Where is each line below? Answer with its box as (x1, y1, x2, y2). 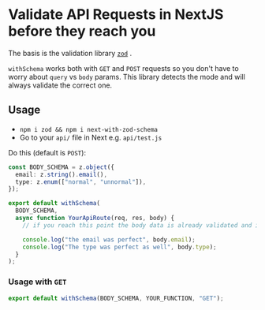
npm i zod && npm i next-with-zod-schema (19, 125, 158, 133)
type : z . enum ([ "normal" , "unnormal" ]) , (15, 177, 147, 186)
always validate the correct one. (8, 80, 113, 90)
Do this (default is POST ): (8, 148, 87, 157)
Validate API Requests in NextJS (8, 6, 224, 24)
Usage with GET (8, 276, 67, 287)
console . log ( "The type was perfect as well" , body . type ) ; (22, 243, 217, 251)
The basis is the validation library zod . (8, 48, 132, 58)
